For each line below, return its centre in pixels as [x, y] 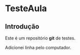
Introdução [22, 27]
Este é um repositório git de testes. [40, 38]
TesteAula [26, 9]
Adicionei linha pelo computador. [38, 47]
